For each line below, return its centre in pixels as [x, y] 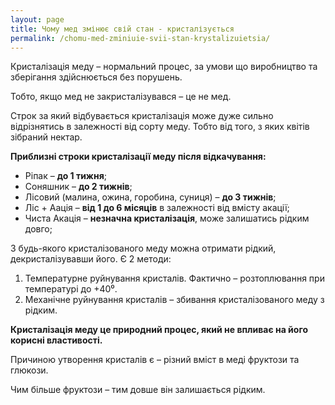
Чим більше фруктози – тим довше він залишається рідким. [138, 390]
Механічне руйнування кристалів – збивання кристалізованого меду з [174, 300]
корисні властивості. [56, 340]
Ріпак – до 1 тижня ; [65, 176]
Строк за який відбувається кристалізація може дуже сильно [142, 116]
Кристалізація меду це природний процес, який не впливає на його [159, 330]
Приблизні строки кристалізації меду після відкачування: [138, 157]
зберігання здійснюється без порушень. [96, 77]
